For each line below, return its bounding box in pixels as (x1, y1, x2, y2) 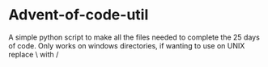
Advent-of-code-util (8, 6, 149, 24)
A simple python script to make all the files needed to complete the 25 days (8, 32, 261, 42)
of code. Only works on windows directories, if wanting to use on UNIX (8, 40, 245, 50)
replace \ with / (8, 49, 59, 59)
